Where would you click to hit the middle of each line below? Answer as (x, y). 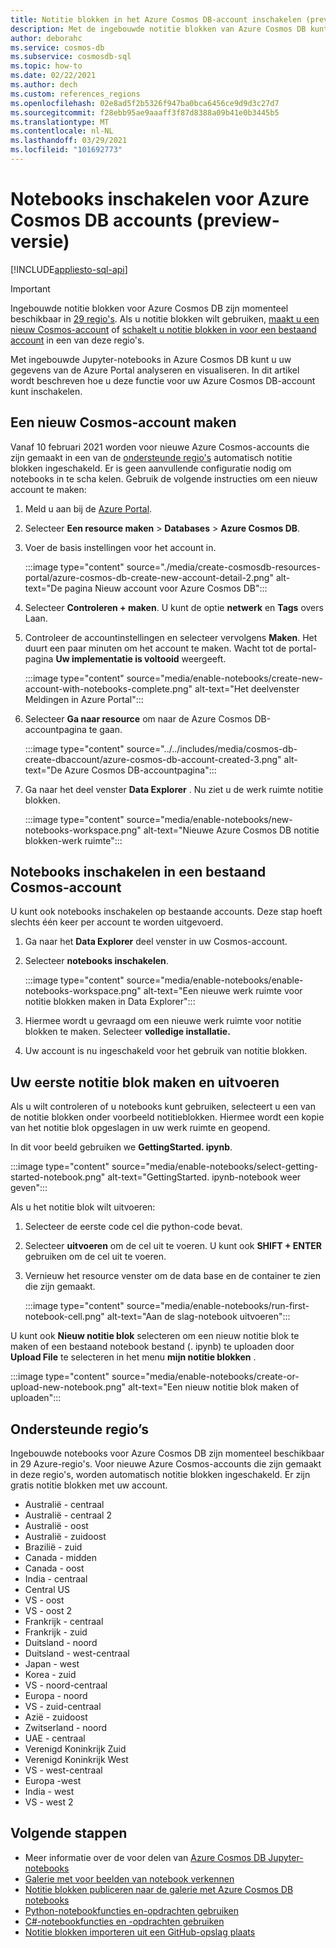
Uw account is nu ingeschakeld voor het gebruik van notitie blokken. (166, 1051)
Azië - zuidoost (56, 1717)
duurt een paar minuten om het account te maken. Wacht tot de (155, 648)
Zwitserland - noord (66, 1728)
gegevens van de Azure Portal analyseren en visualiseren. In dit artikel (155, 370)
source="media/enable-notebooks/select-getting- (215, 1167)
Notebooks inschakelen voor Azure (160, 199)
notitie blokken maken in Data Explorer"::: (110, 1002)
